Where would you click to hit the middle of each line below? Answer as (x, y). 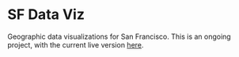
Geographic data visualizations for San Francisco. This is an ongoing (119, 36)
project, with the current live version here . (76, 44)
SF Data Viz (46, 15)
